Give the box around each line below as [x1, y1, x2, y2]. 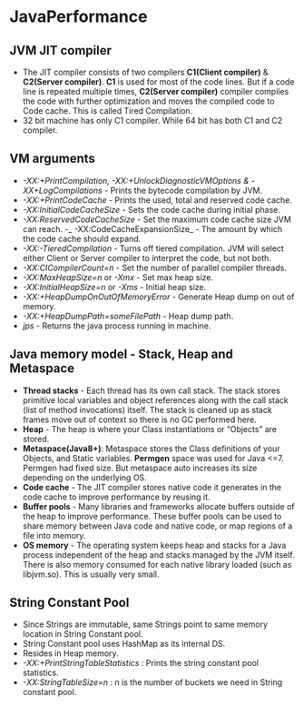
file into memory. [22, 529, 86, 540]
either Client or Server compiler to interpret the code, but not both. [22, 252, 272, 263]
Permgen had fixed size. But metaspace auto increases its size [22, 462, 258, 473]
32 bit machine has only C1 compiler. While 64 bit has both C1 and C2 [22, 116, 283, 126]
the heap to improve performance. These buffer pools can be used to [22, 510, 282, 521]
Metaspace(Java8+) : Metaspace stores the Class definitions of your [22, 443, 280, 454]
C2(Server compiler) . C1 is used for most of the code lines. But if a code [22, 76, 295, 87]
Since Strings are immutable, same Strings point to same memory [22, 619, 269, 630]
